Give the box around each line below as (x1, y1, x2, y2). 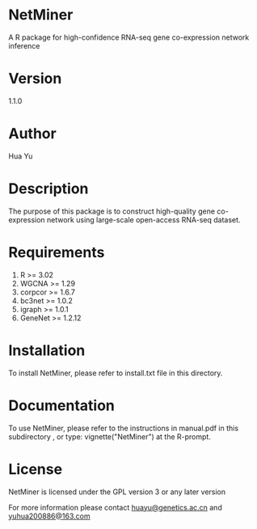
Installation (8, 341, 86, 359)
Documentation (8, 396, 116, 414)
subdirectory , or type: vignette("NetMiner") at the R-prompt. (8, 431, 212, 442)
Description (8, 180, 89, 197)
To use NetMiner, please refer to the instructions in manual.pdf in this (8, 423, 239, 433)
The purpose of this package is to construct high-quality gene (8, 206, 216, 216)
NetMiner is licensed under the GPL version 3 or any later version (8, 487, 226, 497)
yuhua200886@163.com (8, 511, 91, 521)
